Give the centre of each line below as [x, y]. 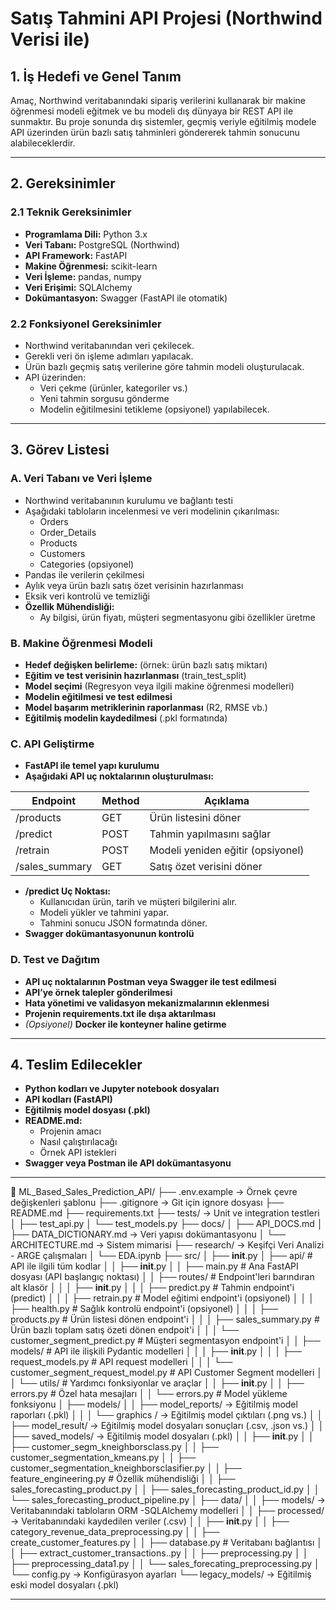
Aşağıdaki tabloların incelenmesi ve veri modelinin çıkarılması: [152, 511]
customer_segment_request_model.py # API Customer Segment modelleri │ [166, 1373]
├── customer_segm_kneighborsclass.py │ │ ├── [114, 1447]
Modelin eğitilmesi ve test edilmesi [98, 696]
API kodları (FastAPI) [68, 1099]
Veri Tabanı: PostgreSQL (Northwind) [102, 244]
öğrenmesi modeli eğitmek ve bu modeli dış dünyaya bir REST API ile [152, 111]
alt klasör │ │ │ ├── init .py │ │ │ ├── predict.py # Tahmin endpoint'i [152, 1288]
